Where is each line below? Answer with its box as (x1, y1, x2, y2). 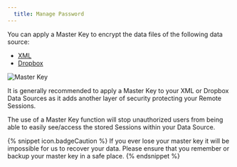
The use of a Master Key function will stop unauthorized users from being (7, 115, 223, 124)
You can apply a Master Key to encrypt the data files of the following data (7, 30, 223, 38)
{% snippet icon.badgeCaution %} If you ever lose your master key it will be (7, 136, 230, 145)
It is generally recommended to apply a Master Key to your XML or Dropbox (7, 86, 229, 95)
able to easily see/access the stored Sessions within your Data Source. (7, 122, 216, 131)
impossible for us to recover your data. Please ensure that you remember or (7, 144, 230, 153)
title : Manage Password (14, 10, 84, 18)
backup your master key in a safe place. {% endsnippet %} (7, 151, 180, 160)
